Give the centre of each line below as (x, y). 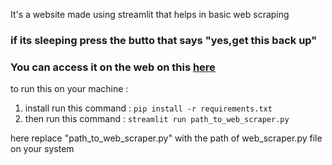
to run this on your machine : (69, 89)
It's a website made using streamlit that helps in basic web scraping (150, 14)
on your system (42, 149)
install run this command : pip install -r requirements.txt (148, 108)
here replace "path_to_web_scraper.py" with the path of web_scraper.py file (166, 138)
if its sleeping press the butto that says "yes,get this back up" (164, 40)
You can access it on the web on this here (113, 67)
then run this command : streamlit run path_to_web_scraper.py (157, 119)
